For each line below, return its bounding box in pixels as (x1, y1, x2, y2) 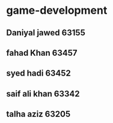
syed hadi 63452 (6, 68, 71, 79)
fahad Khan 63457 (6, 47, 78, 58)
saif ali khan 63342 (6, 88, 80, 99)
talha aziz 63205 (6, 109, 71, 119)
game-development (6, 4, 108, 17)
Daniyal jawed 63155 (6, 28, 85, 38)
